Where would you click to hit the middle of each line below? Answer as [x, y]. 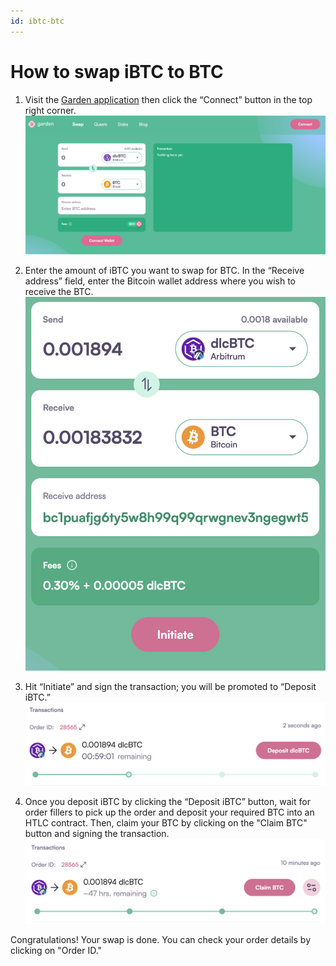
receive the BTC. [59, 292]
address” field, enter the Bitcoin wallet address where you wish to [160, 281]
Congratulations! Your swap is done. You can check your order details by [160, 940]
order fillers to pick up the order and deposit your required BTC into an [169, 812]
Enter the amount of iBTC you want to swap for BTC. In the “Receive [164, 271]
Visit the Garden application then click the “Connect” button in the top [168, 99]
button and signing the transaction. [97, 833]
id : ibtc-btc [37, 21]
